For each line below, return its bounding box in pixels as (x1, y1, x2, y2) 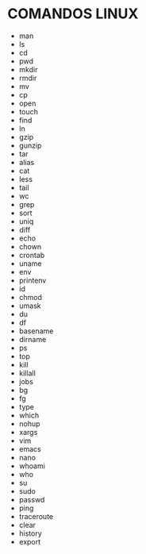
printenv (18, 275, 47, 285)
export (18, 537, 41, 546)
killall (18, 368, 36, 378)
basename (18, 326, 54, 336)
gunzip (18, 140, 42, 150)
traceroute (18, 511, 53, 521)
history (18, 529, 43, 538)
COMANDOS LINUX (7, 5, 139, 23)
